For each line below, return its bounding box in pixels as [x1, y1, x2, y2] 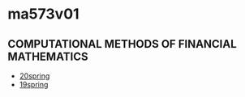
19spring [19, 80, 49, 89]
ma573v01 [7, 5, 80, 23]
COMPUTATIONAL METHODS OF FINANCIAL [7, 37, 237, 51]
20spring [19, 71, 50, 81]
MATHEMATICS [7, 49, 88, 63]
